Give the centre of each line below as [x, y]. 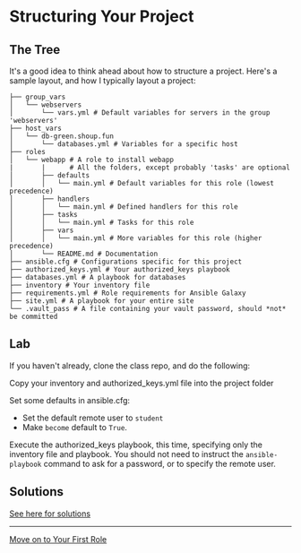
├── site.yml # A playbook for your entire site [102, 301]
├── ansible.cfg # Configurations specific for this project [126, 262]
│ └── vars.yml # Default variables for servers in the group [140, 113]
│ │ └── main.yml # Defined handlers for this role [124, 207]
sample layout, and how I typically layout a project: [103, 81]
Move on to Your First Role [58, 539]
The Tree [35, 50]
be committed [34, 316]
